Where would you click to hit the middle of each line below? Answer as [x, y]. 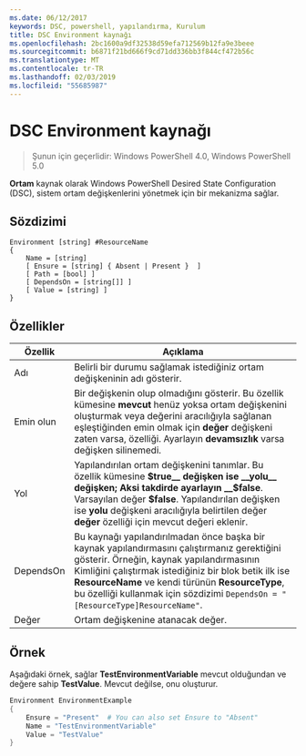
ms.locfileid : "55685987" [58, 86]
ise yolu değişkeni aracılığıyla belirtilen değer [170, 511]
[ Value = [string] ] [66, 291]
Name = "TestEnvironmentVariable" [91, 726]
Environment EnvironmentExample [71, 700]
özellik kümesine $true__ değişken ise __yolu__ [176, 476]
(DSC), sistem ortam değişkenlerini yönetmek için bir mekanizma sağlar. [144, 193]
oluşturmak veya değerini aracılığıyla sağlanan [173, 416]
